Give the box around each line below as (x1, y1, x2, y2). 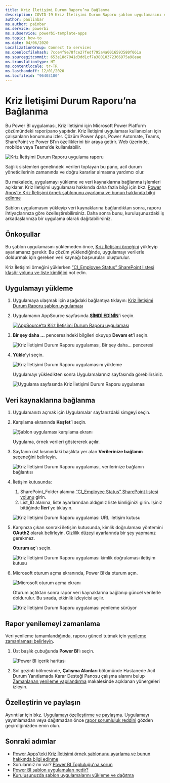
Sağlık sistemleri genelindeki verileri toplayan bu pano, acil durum (5, 163, 142, 169)
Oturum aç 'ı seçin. (12, 545, 52, 551)
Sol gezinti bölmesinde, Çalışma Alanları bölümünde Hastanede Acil (12, 668, 155, 674)
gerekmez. (12, 535, 35, 541)
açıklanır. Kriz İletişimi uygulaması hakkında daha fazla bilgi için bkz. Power (5, 184, 161, 190)
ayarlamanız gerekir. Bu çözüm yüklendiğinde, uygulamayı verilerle (5, 249, 145, 255)
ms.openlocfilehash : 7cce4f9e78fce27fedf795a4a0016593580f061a (5, 50, 142, 55)
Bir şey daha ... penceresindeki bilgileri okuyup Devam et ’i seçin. (12, 332, 149, 338)
